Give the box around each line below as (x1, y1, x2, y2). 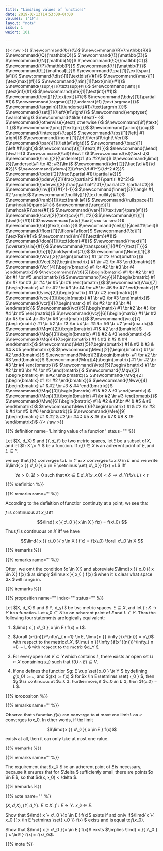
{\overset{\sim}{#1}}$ (5, 243, 49, 249)
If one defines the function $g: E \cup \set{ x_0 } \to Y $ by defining (12, 668, 147, 674)
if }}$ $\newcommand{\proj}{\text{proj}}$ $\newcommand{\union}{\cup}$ (5, 125, 154, 130)
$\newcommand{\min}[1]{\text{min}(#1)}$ (41, 78, 125, 84)
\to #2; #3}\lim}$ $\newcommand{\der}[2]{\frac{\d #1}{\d (40, 161, 155, 167)
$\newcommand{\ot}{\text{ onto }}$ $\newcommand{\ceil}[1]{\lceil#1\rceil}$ (5, 223, 159, 228)
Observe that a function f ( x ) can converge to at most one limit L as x (5, 712, 142, 717)
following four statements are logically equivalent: (5, 615, 105, 621)
